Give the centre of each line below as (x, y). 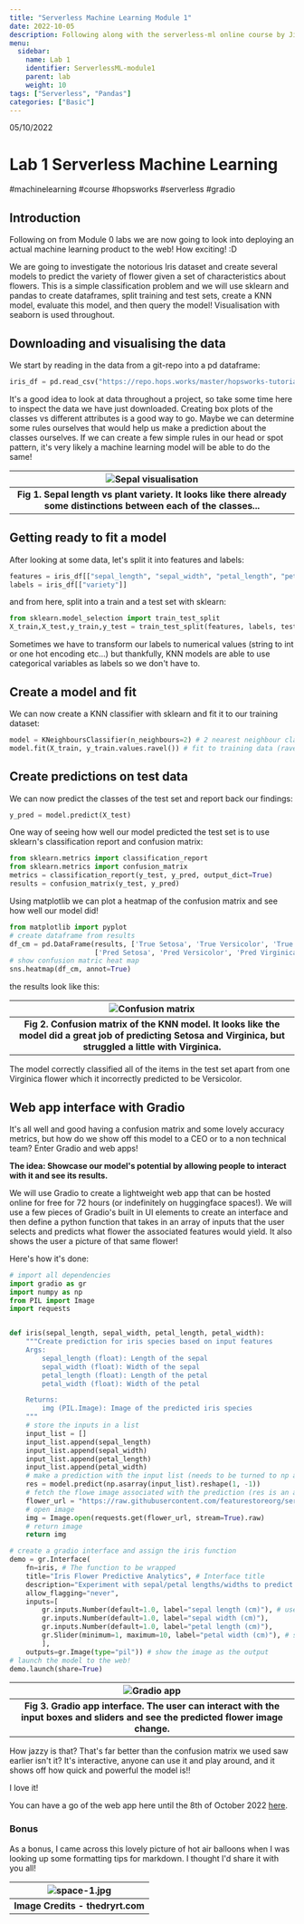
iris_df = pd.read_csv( (54, 381)
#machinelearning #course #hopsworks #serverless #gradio (122, 189)
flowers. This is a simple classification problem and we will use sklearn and (149, 286)
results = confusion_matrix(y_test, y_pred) (95, 884)
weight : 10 (46, 85)
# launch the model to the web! (70, 1661)
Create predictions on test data (99, 776)
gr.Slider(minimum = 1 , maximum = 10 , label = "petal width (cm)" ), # (166, 1635)
